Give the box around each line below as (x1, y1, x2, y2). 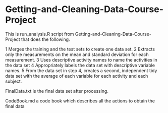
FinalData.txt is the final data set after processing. (5, 88, 108, 94)
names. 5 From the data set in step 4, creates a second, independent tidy (5, 67, 157, 74)
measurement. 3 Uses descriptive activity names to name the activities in (5, 56, 157, 63)
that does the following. (21, 36, 70, 42)
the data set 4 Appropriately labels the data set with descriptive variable (5, 62, 155, 68)
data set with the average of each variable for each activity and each (5, 73, 148, 79)
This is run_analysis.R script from (5, 31, 74, 37)
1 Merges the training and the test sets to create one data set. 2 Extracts (5, 46, 155, 52)
